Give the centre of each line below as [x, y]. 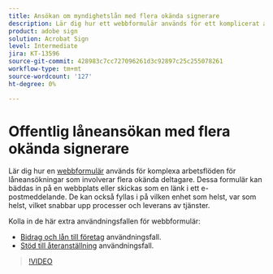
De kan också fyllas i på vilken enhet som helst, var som [162, 197]
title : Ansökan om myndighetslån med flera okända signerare [114, 16]
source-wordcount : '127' [50, 76]
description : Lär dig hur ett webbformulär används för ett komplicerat [134, 24]
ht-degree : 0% [32, 84]
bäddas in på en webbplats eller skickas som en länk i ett [104, 189]
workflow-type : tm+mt [45, 69]
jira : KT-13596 [34, 54]
